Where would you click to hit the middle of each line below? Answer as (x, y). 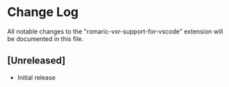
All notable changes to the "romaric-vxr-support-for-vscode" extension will (115, 31)
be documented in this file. (46, 38)
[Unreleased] (37, 61)
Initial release (36, 77)
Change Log (43, 12)
